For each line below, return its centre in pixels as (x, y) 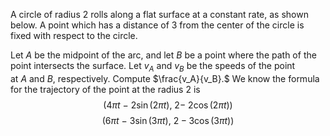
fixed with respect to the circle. (74, 35)
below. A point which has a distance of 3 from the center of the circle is (157, 25)
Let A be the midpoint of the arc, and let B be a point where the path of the (163, 55)
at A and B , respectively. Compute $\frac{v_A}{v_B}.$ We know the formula (165, 78)
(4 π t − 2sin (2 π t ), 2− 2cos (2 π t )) (168, 105)
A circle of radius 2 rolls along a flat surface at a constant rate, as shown (159, 14)
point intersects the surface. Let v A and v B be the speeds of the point (153, 67)
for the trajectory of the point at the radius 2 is (105, 89)
